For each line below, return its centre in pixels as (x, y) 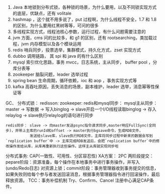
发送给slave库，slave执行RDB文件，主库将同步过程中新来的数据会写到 (91, 136)
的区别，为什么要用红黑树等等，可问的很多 (56, 25)
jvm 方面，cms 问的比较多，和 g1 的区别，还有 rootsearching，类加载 (83, 38)
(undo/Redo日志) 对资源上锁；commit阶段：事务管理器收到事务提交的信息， (82, 168)
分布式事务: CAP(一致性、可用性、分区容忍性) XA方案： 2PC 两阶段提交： (80, 156)
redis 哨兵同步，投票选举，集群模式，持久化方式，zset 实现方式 (77, 50)
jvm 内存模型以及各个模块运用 (51, 44)
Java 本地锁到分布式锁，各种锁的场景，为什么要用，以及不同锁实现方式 (85, 7)
